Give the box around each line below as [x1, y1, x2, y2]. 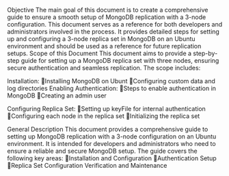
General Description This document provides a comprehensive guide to [7, 126, 208, 133]
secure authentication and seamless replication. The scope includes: [7, 64, 201, 72]
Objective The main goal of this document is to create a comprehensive [7, 6, 208, 14]
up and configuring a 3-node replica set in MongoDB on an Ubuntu [7, 35, 196, 43]
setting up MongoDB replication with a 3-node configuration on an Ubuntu [7, 132, 217, 141]
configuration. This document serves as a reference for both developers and [7, 20, 223, 28]
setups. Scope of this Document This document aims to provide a [7, 49, 192, 57]
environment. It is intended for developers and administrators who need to [7, 140, 217, 147]
